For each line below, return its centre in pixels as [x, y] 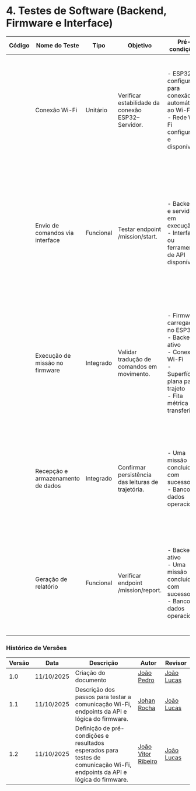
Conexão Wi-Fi [56, 110]
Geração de [51, 579]
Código [19, 45]
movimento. [134, 374]
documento [91, 681]
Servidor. [130, 125]
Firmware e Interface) [60, 23]
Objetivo [140, 45]
